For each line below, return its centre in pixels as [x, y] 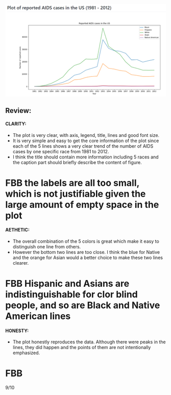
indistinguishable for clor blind [71, 295]
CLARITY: [16, 124]
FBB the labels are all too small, [72, 183]
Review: [18, 111]
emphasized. [26, 353]
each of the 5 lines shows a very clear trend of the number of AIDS [83, 146]
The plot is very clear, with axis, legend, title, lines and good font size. [86, 135]
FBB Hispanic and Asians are [67, 284]
